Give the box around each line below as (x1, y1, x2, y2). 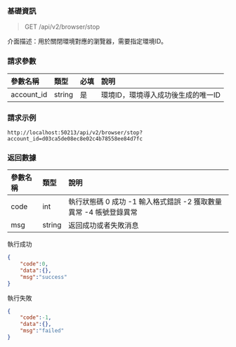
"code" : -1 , (20, 314, 52, 321)
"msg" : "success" (20, 273, 68, 280)
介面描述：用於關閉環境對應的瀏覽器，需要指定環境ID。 (7, 37, 167, 46)
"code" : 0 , (20, 261, 49, 268)
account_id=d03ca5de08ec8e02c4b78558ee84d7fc (7, 135, 143, 142)
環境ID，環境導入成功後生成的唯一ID (100, 90, 221, 100)
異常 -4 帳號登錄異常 (67, 207, 138, 217)
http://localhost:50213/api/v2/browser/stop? (7, 129, 143, 136)
